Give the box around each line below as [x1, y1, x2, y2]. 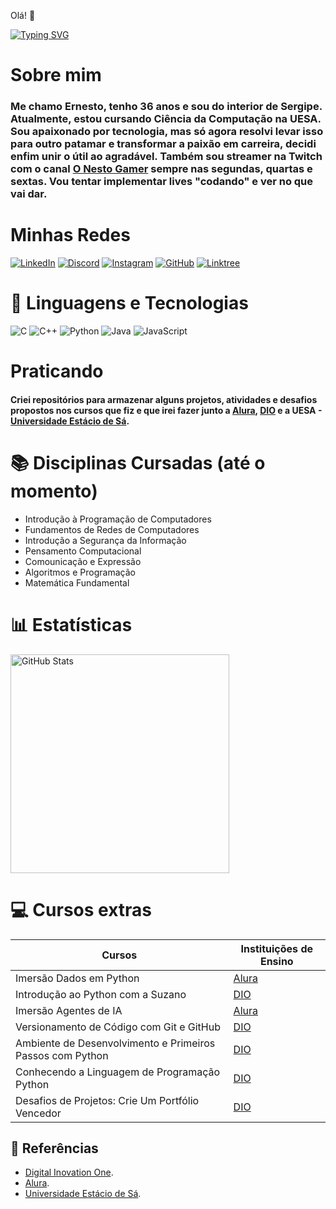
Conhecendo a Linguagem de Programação [15, 1065, 221, 1079]
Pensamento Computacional [24, 545, 142, 557]
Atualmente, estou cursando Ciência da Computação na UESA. [10, 112, 322, 126]
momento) [10, 480, 98, 502]
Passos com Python [15, 1048, 109, 1062]
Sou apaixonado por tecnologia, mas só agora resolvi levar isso [10, 125, 324, 139]
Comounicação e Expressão [24, 555, 142, 567]
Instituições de [240, 941, 313, 955]
